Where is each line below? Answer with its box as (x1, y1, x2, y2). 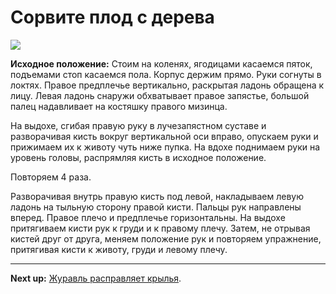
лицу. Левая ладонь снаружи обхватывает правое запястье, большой (10, 89, 310, 101)
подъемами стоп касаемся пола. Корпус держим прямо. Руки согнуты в (10, 68, 322, 80)
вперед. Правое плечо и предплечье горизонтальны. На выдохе (10, 211, 286, 223)
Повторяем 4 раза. (10, 171, 92, 183)
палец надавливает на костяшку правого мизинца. (10, 100, 228, 112)
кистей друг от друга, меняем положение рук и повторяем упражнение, (10, 232, 322, 245)
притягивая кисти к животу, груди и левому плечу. (10, 243, 228, 255)
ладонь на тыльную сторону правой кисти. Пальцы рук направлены (10, 201, 302, 213)
